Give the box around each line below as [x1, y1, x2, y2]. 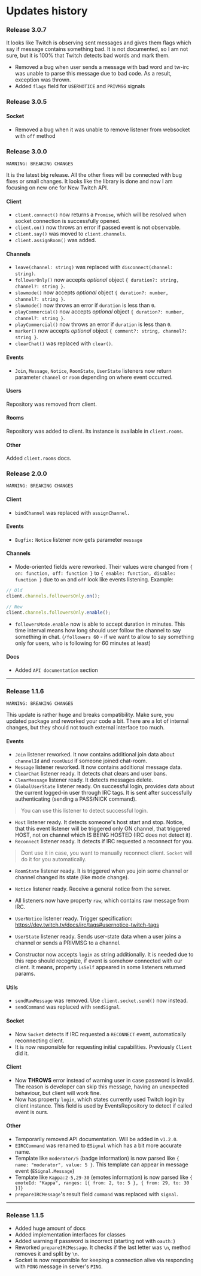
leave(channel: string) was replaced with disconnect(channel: [14, 264, 173, 271]
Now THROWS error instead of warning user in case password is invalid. [14, 1076, 194, 1084]
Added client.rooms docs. [6, 454, 72, 462]
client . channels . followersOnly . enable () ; [6, 610, 111, 616]
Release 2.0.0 [6, 469, 47, 478]
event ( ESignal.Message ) [14, 1168, 75, 1175]
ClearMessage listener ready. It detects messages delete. [14, 776, 154, 783]
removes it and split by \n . [14, 1250, 80, 1257]
